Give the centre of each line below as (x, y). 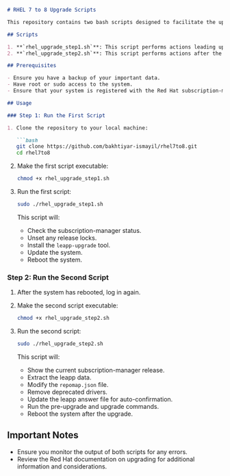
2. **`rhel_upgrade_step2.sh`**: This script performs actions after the (115, 53)
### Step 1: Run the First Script (56, 115)
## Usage (20, 103)
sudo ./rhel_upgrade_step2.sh (60, 344)
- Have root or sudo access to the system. (70, 85)
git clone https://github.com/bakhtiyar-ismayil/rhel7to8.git (106, 147)
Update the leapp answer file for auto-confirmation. (100, 399)
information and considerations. (62, 466)
